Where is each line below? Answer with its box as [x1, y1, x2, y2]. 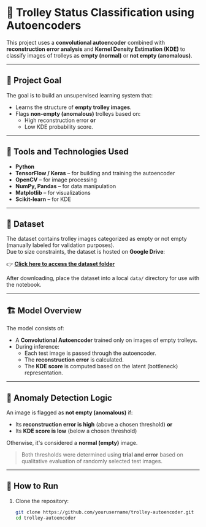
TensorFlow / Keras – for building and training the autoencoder [15, 169, 175, 176]
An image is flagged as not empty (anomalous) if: [6, 409, 133, 416]
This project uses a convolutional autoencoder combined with [6, 39, 166, 46]
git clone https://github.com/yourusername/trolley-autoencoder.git [15, 509, 194, 515]
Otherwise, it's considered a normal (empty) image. [6, 439, 138, 446]
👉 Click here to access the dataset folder [6, 260, 115, 268]
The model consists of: [6, 325, 64, 332]
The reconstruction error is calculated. [24, 356, 124, 363]
